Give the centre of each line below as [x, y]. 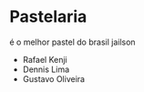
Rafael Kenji [45, 59]
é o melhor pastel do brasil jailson [72, 42]
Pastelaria [48, 17]
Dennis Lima [46, 69]
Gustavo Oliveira [53, 78]
